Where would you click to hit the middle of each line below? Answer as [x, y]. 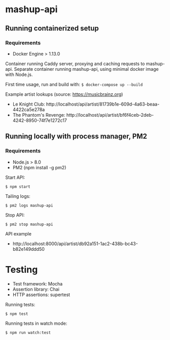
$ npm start [18, 187]
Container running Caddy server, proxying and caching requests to [75, 63]
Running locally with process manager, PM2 [76, 136]
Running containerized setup [52, 28]
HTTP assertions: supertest [41, 295]
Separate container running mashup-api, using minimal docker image [86, 69]
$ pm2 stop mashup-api [29, 224]
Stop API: [15, 215]
